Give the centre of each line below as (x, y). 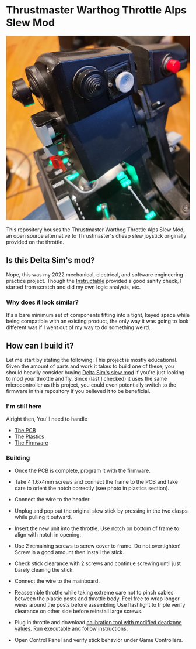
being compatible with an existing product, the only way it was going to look (97, 321)
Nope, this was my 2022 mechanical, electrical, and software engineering (95, 274)
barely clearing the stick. (44, 570)
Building (18, 458)
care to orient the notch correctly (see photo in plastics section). (92, 488)
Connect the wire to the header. (52, 500)
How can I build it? (40, 346)
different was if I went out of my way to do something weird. (78, 327)
